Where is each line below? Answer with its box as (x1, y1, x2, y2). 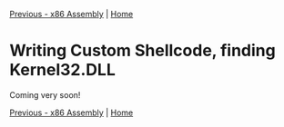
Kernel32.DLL (9, 60, 116, 81)
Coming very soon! (9, 89, 81, 100)
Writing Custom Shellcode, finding (9, 41, 276, 61)
